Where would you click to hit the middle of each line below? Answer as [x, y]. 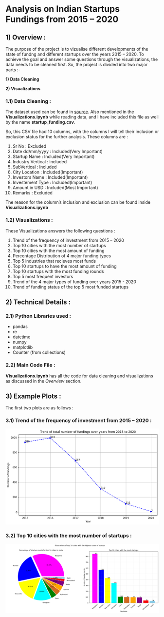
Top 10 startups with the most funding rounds [58, 271]
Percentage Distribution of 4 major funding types [62, 256]
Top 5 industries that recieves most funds [54, 261]
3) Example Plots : [33, 396]
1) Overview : [26, 37]
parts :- [13, 70]
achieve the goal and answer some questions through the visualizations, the [82, 59]
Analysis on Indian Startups [63, 9]
